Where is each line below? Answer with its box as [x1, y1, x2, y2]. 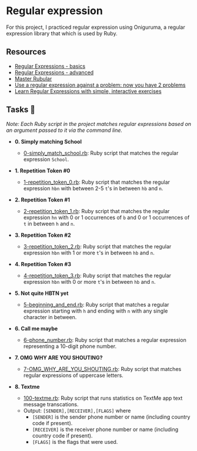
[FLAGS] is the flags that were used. [32, 438, 118, 445]
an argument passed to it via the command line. [6, 127, 122, 134]
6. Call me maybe [14, 325, 58, 332]
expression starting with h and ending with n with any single [23, 307, 168, 314]
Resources [6, 47, 46, 57]
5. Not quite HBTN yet [14, 290, 69, 297]
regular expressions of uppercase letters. [23, 372, 123, 379]
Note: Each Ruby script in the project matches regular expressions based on [6, 120, 192, 127]
